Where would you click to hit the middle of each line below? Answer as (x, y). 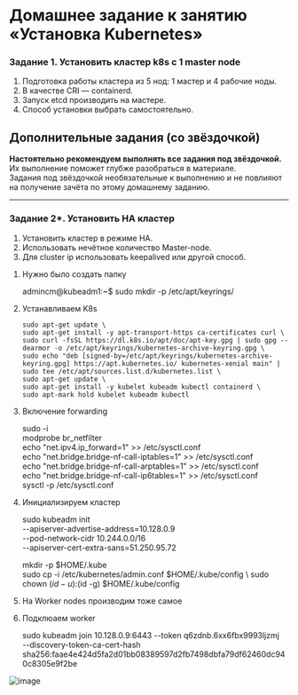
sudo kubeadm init (56, 519)
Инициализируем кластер (71, 502)
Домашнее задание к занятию (129, 16)
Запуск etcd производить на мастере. (94, 100)
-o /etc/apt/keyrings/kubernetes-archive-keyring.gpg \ (160, 348)
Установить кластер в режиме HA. (87, 238)
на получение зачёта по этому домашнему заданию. (110, 187)
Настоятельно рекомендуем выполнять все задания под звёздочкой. (145, 159)
